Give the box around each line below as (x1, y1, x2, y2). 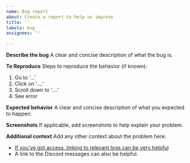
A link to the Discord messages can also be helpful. (14, 150, 139, 158)
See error (14, 93, 38, 100)
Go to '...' (14, 74, 36, 81)
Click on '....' (14, 80, 44, 88)
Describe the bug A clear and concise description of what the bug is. (6, 51, 173, 58)
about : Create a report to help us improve (6, 14, 114, 20)
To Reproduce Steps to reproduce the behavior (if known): (6, 63, 147, 70)
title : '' (6, 19, 30, 25)
